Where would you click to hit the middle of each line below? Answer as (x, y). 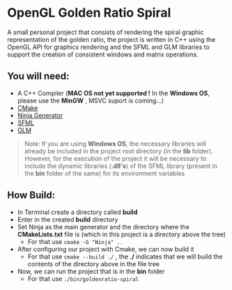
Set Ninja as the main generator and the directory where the (103, 227)
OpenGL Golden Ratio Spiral (89, 13)
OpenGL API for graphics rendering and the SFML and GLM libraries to (109, 47)
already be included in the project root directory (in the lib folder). (118, 151)
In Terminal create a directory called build (77, 212)
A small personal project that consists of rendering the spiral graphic (106, 32)
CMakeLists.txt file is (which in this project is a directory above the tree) (122, 234)
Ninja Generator (40, 115)
